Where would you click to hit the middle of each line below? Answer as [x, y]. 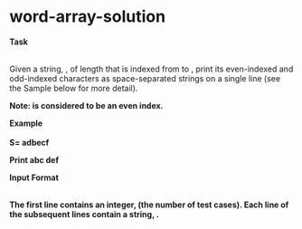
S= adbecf [29, 142]
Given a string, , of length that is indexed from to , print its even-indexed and [151, 69]
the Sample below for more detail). [74, 88]
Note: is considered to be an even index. [87, 105]
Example [26, 123]
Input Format [34, 177]
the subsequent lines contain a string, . [85, 214]
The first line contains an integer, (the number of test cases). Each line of [149, 205]
